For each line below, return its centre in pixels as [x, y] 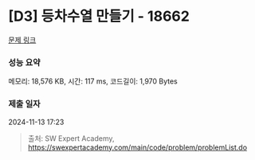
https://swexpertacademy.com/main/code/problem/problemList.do [137, 147]
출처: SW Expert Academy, [71, 138]
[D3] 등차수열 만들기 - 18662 [99, 16]
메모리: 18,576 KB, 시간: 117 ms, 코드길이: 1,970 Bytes [93, 81]
